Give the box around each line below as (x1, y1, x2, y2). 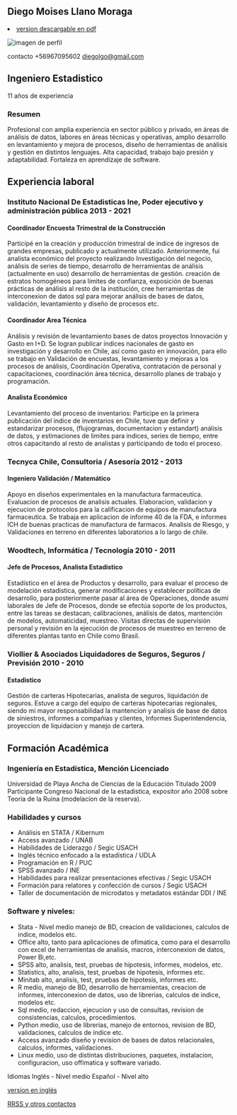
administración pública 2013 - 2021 (7, 206, 131, 216)
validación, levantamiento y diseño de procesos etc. (7, 299, 159, 308)
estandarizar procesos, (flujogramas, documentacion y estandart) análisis (7, 423, 223, 432)
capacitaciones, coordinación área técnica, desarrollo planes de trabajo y (7, 369, 221, 378)
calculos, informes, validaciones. (17, 1043, 114, 1052)
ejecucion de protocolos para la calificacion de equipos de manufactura (7, 505, 217, 514)
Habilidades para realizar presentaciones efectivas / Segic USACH (17, 874, 212, 882)
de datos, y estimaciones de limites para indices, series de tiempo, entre (7, 431, 219, 440)
